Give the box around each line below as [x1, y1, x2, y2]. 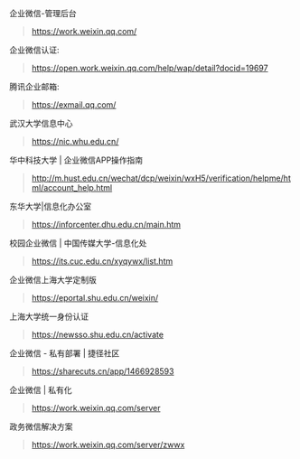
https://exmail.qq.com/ [31, 99, 117, 110]
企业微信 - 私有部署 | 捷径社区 [9, 348, 120, 359]
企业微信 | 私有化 [9, 385, 72, 395]
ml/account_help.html [31, 183, 113, 192]
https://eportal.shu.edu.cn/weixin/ [31, 293, 159, 303]
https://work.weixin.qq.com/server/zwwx [31, 439, 185, 450]
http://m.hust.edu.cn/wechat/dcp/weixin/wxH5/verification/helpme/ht [31, 173, 291, 183]
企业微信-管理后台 [9, 8, 77, 18]
